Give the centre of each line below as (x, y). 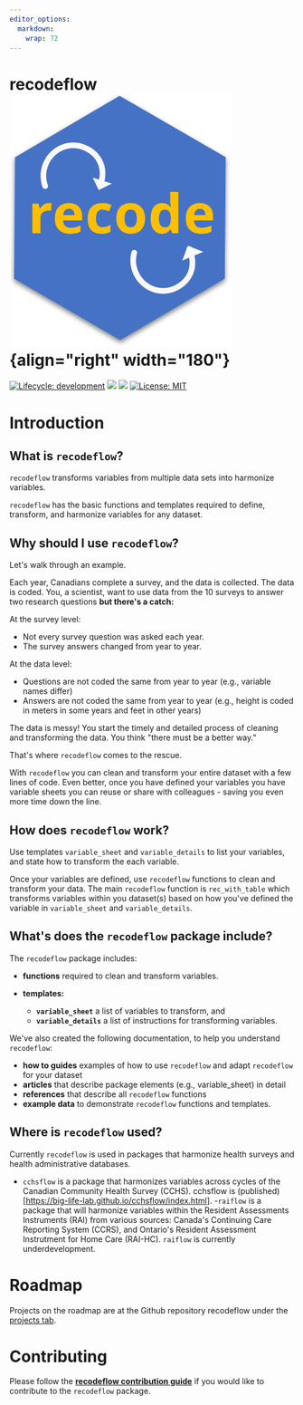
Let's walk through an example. (68, 565)
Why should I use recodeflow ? (94, 543)
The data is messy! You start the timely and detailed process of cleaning (144, 728)
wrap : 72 (42, 38)
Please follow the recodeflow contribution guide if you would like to (137, 1381)
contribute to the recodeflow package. (80, 1391)
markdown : (36, 29)
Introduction (57, 423)
